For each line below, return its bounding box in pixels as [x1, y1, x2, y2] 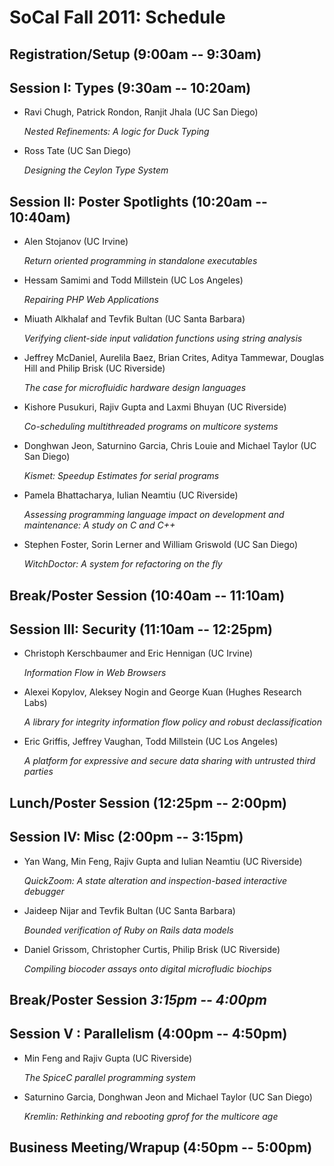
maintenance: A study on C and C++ [23, 519, 176, 531]
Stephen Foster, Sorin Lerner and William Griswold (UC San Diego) [23, 539, 299, 551]
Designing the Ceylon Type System [23, 164, 169, 176]
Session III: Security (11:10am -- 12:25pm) [9, 621, 273, 638]
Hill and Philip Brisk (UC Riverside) [23, 362, 166, 375]
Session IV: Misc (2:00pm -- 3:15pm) [9, 829, 244, 846]
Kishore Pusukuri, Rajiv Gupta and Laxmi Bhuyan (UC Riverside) [23, 401, 287, 413]
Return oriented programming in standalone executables [23, 255, 258, 267]
